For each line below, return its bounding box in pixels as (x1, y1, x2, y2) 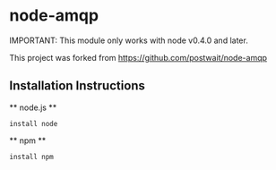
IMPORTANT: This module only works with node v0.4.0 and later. (9, 35, 248, 46)
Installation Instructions (9, 78, 146, 94)
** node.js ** (9, 102, 57, 113)
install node (9, 119, 58, 128)
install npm (9, 152, 54, 161)
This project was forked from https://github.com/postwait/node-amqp (9, 52, 267, 63)
